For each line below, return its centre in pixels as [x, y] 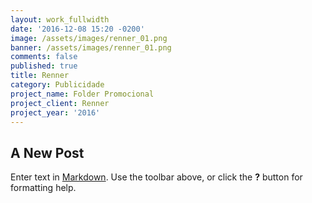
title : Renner [40, 76]
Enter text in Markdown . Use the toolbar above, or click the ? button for [156, 177]
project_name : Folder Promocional [82, 94]
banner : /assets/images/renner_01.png [91, 47]
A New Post [47, 152]
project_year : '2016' [55, 112]
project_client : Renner [60, 103]
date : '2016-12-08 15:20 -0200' [77, 29]
